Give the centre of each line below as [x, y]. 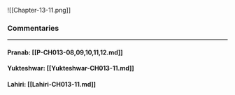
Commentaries [33, 28]
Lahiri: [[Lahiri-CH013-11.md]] [52, 85]
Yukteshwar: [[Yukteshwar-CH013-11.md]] [71, 68]
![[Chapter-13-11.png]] [39, 10]
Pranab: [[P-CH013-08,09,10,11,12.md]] [65, 52]
